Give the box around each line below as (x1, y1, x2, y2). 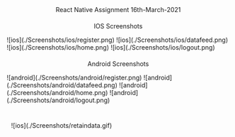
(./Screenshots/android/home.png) (6, 89, 108, 97)
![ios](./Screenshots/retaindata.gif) (11, 121, 113, 129)
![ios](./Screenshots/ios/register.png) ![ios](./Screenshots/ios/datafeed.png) (6, 35, 229, 44)
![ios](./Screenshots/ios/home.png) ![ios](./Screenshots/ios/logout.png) (6, 43, 215, 51)
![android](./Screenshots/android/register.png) (6, 73, 142, 82)
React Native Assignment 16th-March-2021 (55, 6, 181, 13)
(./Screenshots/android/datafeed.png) (6, 81, 118, 89)
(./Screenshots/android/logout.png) (6, 96, 110, 104)
